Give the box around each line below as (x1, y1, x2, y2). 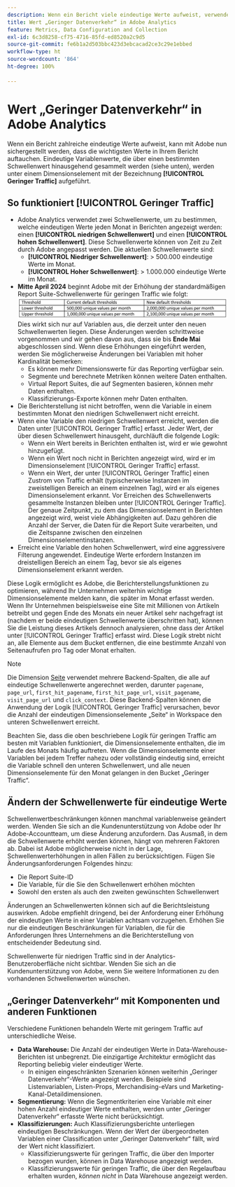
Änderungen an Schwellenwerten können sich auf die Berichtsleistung (7, 901, 210, 910)
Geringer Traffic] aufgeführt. (7, 176, 91, 185)
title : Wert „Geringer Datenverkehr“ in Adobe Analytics (7, 18, 177, 26)
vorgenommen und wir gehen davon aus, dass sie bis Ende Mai (17, 335, 201, 343)
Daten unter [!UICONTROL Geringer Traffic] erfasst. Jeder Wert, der (17, 424, 213, 432)
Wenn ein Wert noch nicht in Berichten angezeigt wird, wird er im (27, 454, 215, 462)
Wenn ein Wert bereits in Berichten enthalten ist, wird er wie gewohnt (27, 438, 228, 447)
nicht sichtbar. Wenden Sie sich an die (66, 959, 176, 968)
